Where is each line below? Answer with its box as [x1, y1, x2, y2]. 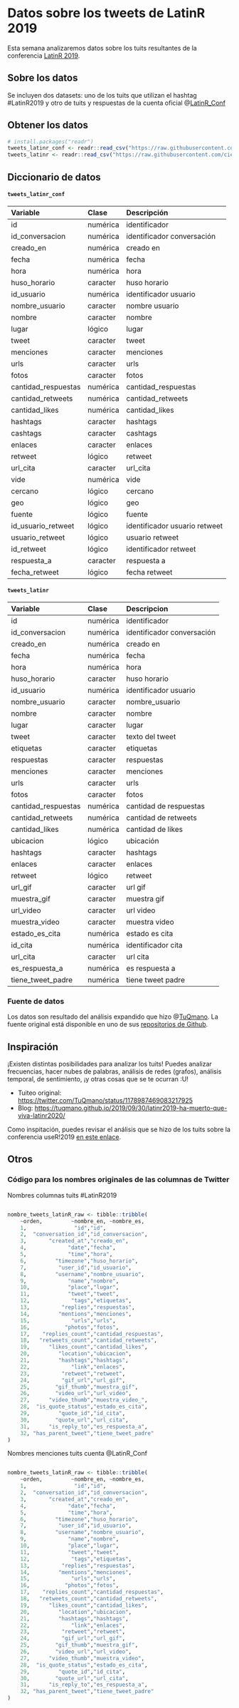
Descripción [126, 207, 169, 217]
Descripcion [126, 604, 169, 614]
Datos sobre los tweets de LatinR [7, 5, 206, 21]
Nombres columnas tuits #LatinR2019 [7, 1190, 117, 1199]
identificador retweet [126, 544, 196, 554]
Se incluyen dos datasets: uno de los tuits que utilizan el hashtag [7, 91, 197, 99]
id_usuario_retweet [11, 520, 75, 530]
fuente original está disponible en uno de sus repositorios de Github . [7, 1020, 208, 1029]
